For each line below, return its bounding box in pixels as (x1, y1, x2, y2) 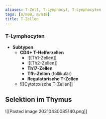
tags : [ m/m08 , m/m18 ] (5, 12, 50, 17)
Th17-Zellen (27, 65, 53, 71)
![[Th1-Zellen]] (27, 55, 57, 60)
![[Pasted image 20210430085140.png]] (5, 109, 88, 115)
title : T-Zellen (5, 16, 39, 21)
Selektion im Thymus (5, 95, 72, 104)
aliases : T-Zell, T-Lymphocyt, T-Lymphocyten (5, 7, 101, 12)
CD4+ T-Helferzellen (19, 49, 64, 55)
